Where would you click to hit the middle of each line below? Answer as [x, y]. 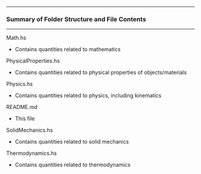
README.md [22, 107]
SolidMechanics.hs [30, 130]
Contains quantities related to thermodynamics [72, 165]
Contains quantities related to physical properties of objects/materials [101, 73]
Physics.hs [19, 84]
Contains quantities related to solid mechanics [72, 142]
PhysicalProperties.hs [33, 61]
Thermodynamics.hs [32, 153]
